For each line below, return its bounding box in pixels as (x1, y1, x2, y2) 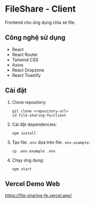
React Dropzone (12, 67, 44, 73)
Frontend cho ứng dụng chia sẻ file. (5, 19, 76, 25)
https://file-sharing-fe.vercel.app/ (5, 193, 72, 199)
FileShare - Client (5, 3, 76, 15)
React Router (12, 51, 38, 57)
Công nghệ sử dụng (5, 34, 66, 42)
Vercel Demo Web (5, 180, 60, 188)
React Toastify (12, 72, 41, 78)
